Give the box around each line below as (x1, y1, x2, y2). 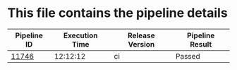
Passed (175, 51, 200, 61)
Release (127, 30, 155, 40)
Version (128, 39, 155, 49)
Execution (63, 30, 98, 40)
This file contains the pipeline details (7, 5, 228, 21)
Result (190, 39, 212, 49)
